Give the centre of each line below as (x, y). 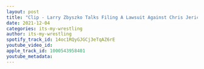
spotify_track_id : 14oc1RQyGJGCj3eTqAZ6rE (61, 40)
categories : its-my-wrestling (45, 28)
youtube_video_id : (29, 46)
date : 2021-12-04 (28, 23)
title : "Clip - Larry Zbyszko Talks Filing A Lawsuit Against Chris (95, 17)
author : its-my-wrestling (39, 34)
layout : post (23, 12)
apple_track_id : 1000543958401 (46, 51)
